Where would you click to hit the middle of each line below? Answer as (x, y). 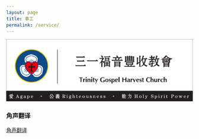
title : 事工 (20, 19)
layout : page (22, 12)
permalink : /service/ (33, 25)
